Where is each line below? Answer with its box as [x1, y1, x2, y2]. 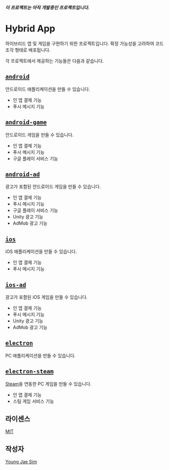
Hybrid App [5, 23, 55, 34]
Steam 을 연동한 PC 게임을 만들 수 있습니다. [5, 381, 92, 387]
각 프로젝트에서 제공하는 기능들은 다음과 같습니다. [5, 58, 104, 64]
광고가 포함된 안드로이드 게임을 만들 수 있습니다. [5, 184, 101, 190]
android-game [5, 119, 47, 126]
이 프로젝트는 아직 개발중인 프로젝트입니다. [5, 5, 90, 10]
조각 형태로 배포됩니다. [5, 47, 51, 53]
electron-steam [5, 368, 54, 375]
